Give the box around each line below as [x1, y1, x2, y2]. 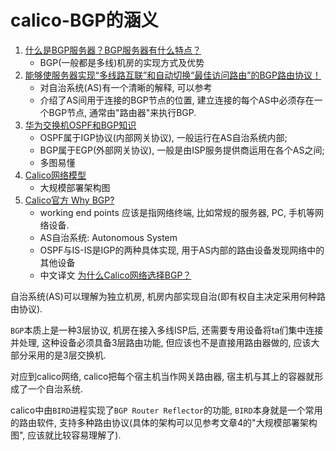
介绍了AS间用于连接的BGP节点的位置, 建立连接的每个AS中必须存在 [39, 94, 315, 106]
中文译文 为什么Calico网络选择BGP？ [39, 269, 192, 281]
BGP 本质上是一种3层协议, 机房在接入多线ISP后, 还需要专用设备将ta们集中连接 [10, 324, 324, 336]
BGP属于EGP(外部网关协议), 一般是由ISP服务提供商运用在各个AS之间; [39, 144, 325, 156]
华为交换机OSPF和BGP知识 [24, 119, 137, 131]
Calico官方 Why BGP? [24, 194, 115, 206]
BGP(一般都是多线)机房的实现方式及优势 [39, 56, 205, 68]
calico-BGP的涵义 [10, 9, 159, 32]
